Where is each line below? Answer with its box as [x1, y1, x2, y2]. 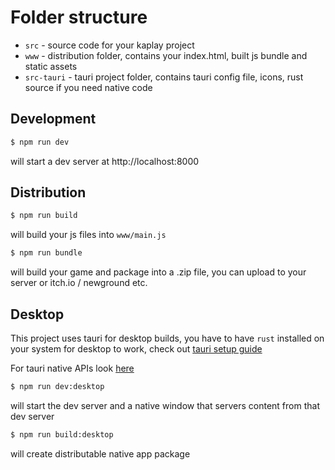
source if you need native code [24, 81, 153, 93]
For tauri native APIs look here [10, 362, 135, 374]
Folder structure [10, 6, 148, 29]
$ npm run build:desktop [10, 429, 114, 440]
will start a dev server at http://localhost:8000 [10, 155, 200, 167]
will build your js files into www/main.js [10, 229, 167, 241]
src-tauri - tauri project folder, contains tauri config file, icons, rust [24, 71, 304, 83]
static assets [24, 60, 78, 72]
